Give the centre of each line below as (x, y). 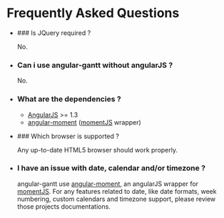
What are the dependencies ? (69, 99)
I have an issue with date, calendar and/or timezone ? (111, 168)
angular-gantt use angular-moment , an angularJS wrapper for (108, 184)
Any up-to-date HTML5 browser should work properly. (97, 150)
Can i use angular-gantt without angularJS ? (95, 65)
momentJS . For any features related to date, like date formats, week (117, 191)
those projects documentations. (64, 206)
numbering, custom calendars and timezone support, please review (116, 199)
